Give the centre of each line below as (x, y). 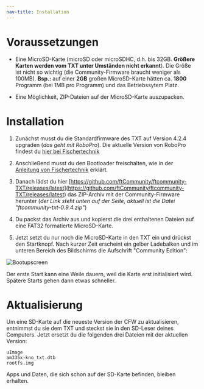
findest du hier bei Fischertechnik (57, 151)
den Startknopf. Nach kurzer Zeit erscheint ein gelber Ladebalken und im (107, 244)
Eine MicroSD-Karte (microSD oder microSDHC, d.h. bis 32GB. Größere (105, 59)
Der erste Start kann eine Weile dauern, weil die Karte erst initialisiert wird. (100, 274)
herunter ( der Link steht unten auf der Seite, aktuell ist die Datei (95, 201)
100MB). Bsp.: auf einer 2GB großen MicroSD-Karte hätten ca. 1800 (101, 78)
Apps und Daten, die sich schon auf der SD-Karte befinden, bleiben (91, 374)
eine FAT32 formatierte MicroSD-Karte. (64, 226)
